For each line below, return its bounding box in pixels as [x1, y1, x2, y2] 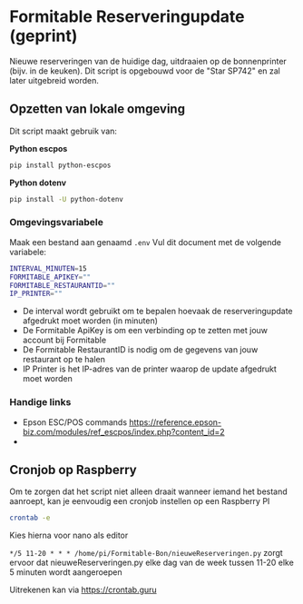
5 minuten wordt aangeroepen [9, 567, 122, 578]
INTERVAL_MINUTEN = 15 [9, 263, 88, 273]
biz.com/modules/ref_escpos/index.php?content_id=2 [22, 426, 225, 437]
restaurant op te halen [22, 354, 106, 365]
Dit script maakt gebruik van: [9, 125, 118, 136]
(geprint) [9, 25, 78, 46]
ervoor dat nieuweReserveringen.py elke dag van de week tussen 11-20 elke [9, 557, 295, 569]
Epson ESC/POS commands [22, 416, 128, 428]
